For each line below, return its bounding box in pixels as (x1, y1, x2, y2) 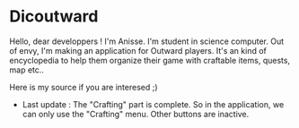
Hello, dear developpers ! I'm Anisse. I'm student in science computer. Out (9, 36, 285, 47)
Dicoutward (9, 6, 99, 27)
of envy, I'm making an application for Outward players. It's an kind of (9, 45, 268, 55)
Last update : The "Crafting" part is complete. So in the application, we (22, 98, 285, 109)
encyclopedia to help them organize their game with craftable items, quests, (9, 55, 290, 65)
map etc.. (9, 64, 45, 75)
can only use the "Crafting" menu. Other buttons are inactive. (22, 108, 250, 119)
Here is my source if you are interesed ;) (9, 81, 159, 92)
